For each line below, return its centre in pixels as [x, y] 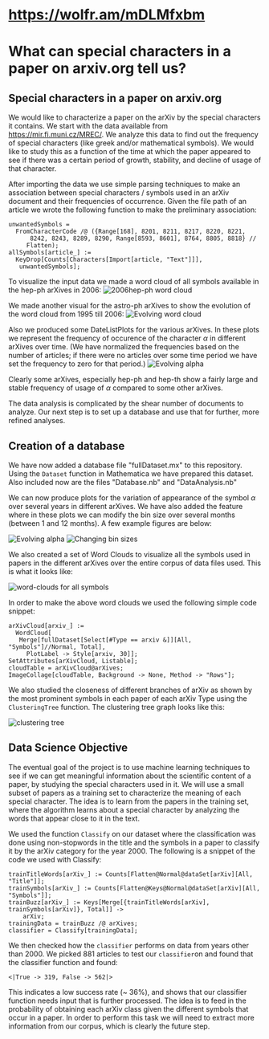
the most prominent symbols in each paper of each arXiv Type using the [128, 699]
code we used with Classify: [55, 859]
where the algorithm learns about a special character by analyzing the [124, 809]
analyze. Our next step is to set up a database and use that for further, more [134, 412]
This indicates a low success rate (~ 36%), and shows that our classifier [128, 992]
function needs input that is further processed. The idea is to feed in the [127, 1000]
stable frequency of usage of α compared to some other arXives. [116, 388]
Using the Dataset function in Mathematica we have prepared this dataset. [131, 474]
